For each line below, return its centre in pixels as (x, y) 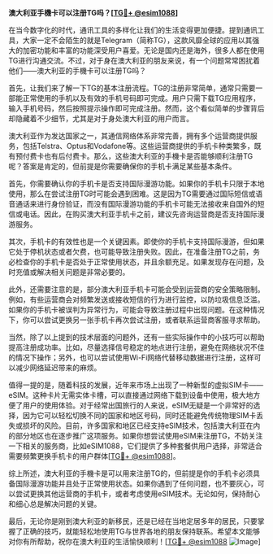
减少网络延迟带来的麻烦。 (58, 368)
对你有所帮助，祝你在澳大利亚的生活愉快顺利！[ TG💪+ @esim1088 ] (135, 541)
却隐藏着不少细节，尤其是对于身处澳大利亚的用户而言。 (101, 118)
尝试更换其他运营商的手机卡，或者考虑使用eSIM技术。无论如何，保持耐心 (138, 494)
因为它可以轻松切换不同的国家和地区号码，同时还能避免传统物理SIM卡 (139, 415)
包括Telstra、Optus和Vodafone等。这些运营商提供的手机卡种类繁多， (138, 146)
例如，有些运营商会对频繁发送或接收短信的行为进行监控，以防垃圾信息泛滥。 (136, 299)
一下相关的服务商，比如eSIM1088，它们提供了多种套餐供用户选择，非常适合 (135, 446)
